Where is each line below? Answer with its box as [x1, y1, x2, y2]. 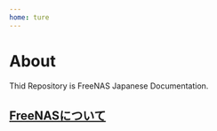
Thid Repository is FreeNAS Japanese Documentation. [9, 81, 209, 91]
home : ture [9, 12, 50, 22]
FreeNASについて [9, 108, 107, 123]
